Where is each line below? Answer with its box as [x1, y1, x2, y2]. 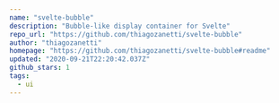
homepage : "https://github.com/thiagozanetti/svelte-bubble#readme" [9, 47, 271, 56]
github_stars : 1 [9, 64, 70, 73]
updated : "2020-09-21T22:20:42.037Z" [9, 55, 151, 64]
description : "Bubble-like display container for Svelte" [9, 21, 231, 30]
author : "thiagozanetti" [9, 38, 102, 47]
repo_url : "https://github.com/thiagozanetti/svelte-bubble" [9, 30, 243, 39]
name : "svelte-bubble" [9, 13, 94, 22]
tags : [9, 72, 30, 81]
